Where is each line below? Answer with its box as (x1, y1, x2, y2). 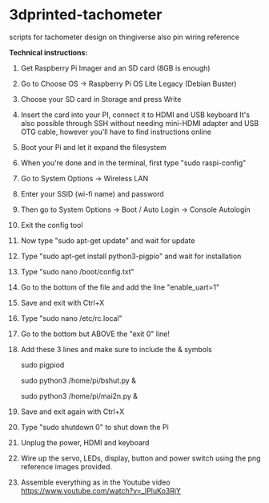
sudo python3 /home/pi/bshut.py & (20, 375, 137, 385)
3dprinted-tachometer (9, 6, 163, 24)
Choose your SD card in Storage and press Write (20, 94, 182, 103)
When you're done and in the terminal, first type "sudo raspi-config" (20, 158, 247, 168)
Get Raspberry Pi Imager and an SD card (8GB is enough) (20, 63, 211, 73)
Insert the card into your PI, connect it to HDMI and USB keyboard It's (20, 110, 251, 120)
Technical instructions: (9, 47, 88, 57)
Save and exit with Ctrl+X (20, 298, 105, 307)
